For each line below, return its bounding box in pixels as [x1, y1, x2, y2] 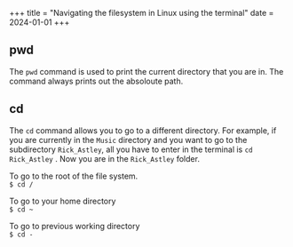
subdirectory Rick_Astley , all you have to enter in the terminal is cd [9, 144, 253, 155]
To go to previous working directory [9, 220, 140, 231]
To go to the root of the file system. [9, 171, 139, 181]
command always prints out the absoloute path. [9, 76, 184, 86]
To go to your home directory [9, 195, 116, 206]
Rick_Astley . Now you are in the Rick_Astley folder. [9, 153, 200, 163]
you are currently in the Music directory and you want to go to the [9, 134, 248, 145]
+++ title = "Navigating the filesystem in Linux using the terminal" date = [9, 8, 274, 18]
